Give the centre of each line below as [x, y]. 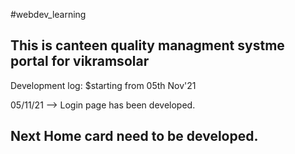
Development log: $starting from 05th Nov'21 [103, 85]
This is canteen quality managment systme [147, 45]
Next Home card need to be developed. [134, 136]
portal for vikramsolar [80, 61]
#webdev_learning [48, 14]
